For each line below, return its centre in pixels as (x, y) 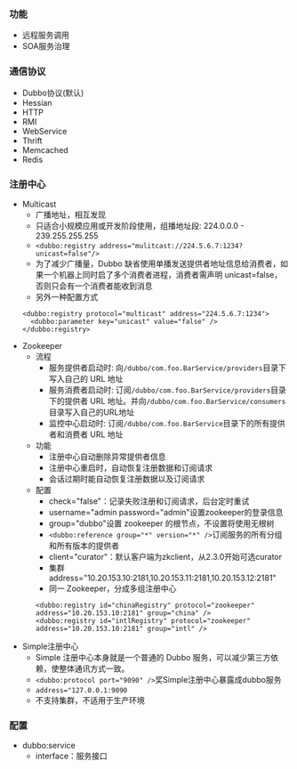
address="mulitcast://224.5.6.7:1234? (171, 246)
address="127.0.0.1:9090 (81, 690)
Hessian (37, 102)
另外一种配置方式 (67, 296)
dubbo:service (48, 746)
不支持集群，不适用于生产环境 (90, 700)
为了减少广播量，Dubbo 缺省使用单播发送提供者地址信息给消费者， (158, 263)
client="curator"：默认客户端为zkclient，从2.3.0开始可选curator (165, 556)
